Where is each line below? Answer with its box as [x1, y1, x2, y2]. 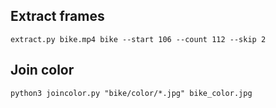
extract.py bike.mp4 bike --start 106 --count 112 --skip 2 [10, 34, 267, 44]
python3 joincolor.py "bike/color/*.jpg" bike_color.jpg [10, 88, 253, 98]
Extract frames [10, 8, 105, 25]
